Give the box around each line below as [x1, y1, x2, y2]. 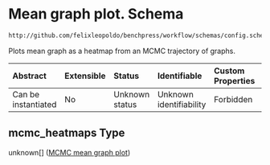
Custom [214, 65, 245, 76]
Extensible [63, 70, 106, 81]
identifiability [157, 98, 207, 109]
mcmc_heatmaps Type [8, 126, 125, 140]
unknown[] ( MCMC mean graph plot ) [8, 147, 131, 157]
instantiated [12, 98, 57, 109]
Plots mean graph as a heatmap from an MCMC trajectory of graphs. [8, 46, 235, 56]
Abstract [12, 70, 47, 81]
